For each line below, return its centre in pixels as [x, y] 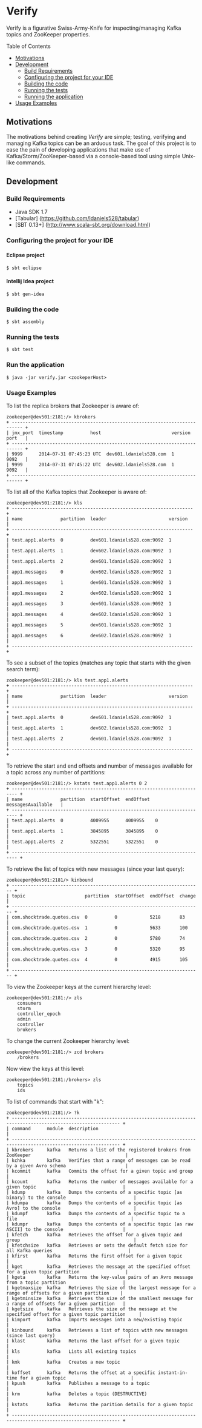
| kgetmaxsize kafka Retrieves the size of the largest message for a [101, 1288]
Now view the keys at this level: [45, 1068]
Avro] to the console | [71, 1208]
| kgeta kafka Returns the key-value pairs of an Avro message [100, 1277]
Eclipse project [25, 255]
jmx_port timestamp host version [101, 433]
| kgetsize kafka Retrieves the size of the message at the [92, 1309]
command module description [55, 1128]
